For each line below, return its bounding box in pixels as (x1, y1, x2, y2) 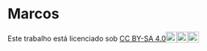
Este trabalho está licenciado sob (7, 33, 118, 43)
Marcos (7, 5, 60, 23)
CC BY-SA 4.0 (119, 33, 167, 43)
